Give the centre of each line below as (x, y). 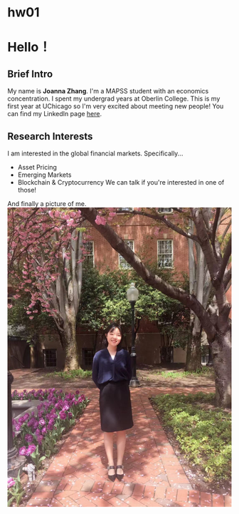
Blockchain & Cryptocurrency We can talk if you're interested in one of (121, 182)
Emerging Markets (44, 175)
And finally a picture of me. (47, 204)
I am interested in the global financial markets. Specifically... (95, 153)
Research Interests (50, 136)
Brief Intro (30, 74)
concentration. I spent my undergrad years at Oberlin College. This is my (114, 99)
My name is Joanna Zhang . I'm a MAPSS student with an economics (108, 91)
